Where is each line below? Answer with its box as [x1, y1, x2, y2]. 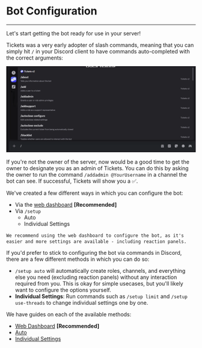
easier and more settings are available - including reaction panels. [6, 239, 187, 245]
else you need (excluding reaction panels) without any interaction [14, 273, 177, 281]
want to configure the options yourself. [14, 287, 111, 294]
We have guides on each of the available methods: [6, 311, 132, 318]
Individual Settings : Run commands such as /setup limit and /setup [14, 293, 188, 300]
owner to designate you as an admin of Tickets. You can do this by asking [6, 165, 189, 172]
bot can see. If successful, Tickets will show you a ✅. [6, 177, 138, 185]
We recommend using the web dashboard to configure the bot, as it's [6, 233, 185, 239]
